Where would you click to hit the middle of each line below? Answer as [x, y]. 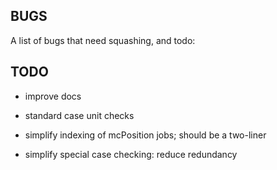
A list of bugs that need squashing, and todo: [103, 40]
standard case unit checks [79, 115]
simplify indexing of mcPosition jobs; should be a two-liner [145, 135]
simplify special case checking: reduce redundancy [131, 154]
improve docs [53, 96]
